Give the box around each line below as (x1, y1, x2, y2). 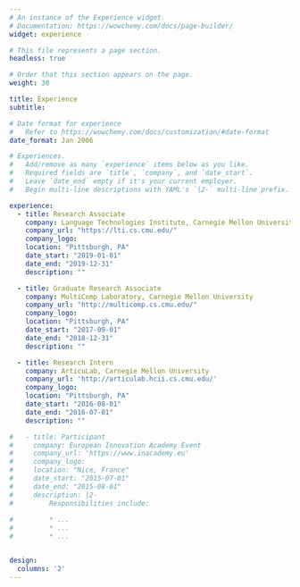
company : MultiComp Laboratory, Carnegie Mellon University (25, 292, 254, 301)
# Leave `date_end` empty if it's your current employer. (9, 177, 238, 186)
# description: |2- (9, 491, 98, 499)
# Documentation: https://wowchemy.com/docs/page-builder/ (9, 21, 234, 30)
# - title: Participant (9, 432, 105, 441)
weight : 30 (9, 79, 50, 88)
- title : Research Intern (17, 358, 114, 367)
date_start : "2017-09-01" (25, 325, 122, 334)
